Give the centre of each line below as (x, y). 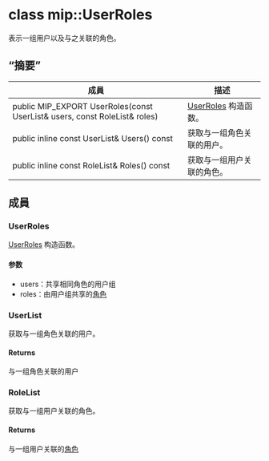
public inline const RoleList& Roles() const (91, 165)
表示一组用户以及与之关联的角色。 (64, 38)
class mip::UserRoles (80, 15)
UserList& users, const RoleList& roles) (85, 116)
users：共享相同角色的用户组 (68, 284)
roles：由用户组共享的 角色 (63, 293)
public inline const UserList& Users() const (93, 138)
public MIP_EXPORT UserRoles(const (83, 106)
